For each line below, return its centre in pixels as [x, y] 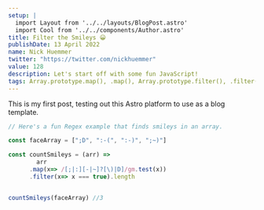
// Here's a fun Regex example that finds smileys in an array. [115, 127]
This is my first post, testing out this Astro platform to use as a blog [117, 104]
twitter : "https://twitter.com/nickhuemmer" [82, 60]
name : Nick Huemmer [40, 52]
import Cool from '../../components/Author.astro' [100, 30]
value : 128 [26, 67]
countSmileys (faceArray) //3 [56, 197]
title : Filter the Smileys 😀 [57, 37]
